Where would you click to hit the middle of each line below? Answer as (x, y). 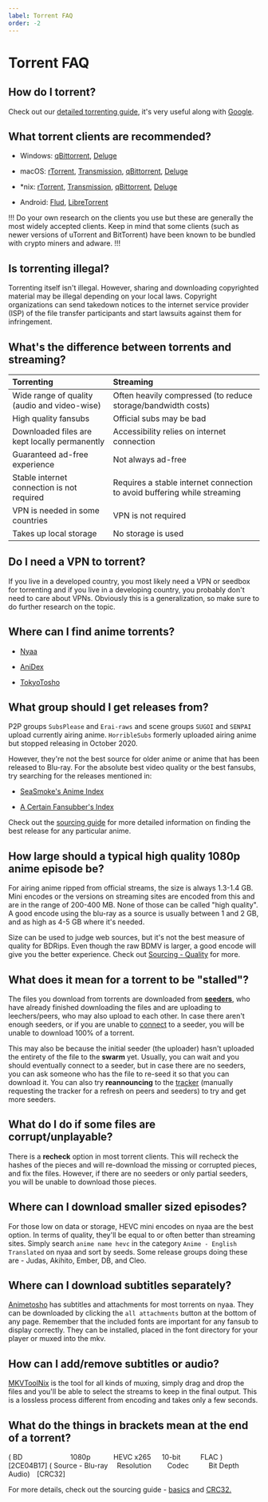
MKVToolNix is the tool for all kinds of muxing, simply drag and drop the (126, 1383)
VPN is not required (149, 515)
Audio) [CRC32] (37, 1474)
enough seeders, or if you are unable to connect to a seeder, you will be (126, 1024)
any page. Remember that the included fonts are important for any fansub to (134, 1322)
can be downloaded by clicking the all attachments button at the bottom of (132, 1313)
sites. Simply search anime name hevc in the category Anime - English (123, 1243)
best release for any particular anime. (70, 831)
